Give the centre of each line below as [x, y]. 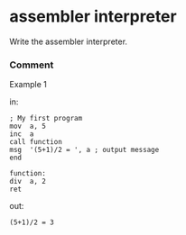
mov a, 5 [28, 127]
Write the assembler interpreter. [69, 41]
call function [36, 142]
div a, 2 [28, 182]
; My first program [46, 119]
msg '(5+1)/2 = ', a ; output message [84, 150]
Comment [32, 65]
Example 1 [28, 85]
